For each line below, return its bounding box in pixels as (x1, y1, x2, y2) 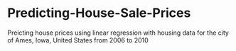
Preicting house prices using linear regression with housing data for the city (7, 28, 230, 37)
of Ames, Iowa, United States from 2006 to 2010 (7, 35, 149, 44)
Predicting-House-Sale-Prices (7, 5, 191, 21)
